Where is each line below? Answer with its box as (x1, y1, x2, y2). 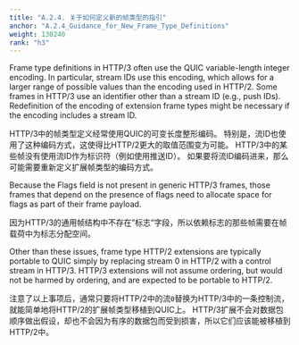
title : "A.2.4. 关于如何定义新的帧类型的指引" (9, 13, 167, 22)
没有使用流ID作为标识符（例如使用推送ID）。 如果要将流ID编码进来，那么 (24, 151, 289, 162)
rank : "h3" (9, 38, 50, 47)
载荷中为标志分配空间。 (9, 229, 96, 240)
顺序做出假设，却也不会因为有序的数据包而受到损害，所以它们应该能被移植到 (9, 316, 291, 326)
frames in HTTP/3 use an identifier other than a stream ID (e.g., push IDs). (9, 91, 281, 102)
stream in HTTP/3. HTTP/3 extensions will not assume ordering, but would (9, 265, 283, 276)
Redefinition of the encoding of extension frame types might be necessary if (9, 100, 290, 112)
